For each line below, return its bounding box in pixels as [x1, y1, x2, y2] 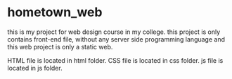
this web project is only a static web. [7, 42, 113, 51]
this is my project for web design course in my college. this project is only [7, 28, 221, 36]
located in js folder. [7, 63, 63, 72]
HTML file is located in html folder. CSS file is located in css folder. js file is [7, 56, 224, 64]
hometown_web [7, 4, 103, 20]
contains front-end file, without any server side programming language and [7, 35, 225, 43]
